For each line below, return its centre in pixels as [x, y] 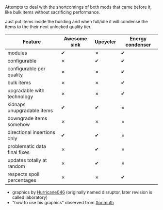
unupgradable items [30, 110]
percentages [22, 180]
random [16, 166]
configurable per [26, 69]
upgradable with [26, 90]
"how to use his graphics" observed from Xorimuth [63, 202]
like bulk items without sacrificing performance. [53, 12]
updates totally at [27, 160]
